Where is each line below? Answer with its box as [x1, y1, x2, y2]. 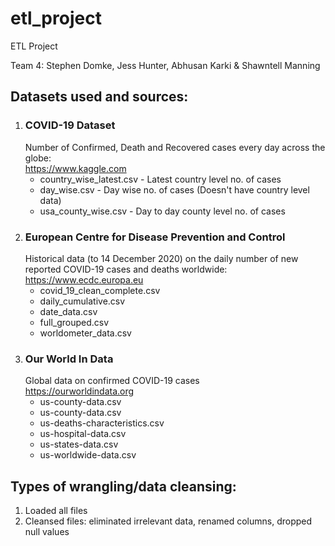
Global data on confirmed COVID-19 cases [24, 375, 200, 387]
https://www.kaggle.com [24, 162, 127, 174]
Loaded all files [24, 505, 88, 517]
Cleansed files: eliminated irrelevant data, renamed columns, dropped [24, 515, 313, 527]
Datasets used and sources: [10, 88, 189, 106]
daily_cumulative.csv [39, 295, 126, 307]
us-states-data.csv [39, 438, 119, 451]
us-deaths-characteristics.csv [39, 417, 165, 429]
